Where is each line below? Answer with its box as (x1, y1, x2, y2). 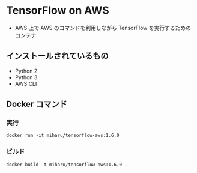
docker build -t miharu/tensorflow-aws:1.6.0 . (6, 162, 128, 168)
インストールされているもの (6, 51, 109, 61)
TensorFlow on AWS (6, 4, 109, 17)
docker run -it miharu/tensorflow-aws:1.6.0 (6, 133, 120, 139)
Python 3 (14, 73, 38, 81)
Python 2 (14, 67, 38, 74)
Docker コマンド (6, 99, 68, 109)
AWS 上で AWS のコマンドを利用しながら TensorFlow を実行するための (14, 24, 191, 31)
